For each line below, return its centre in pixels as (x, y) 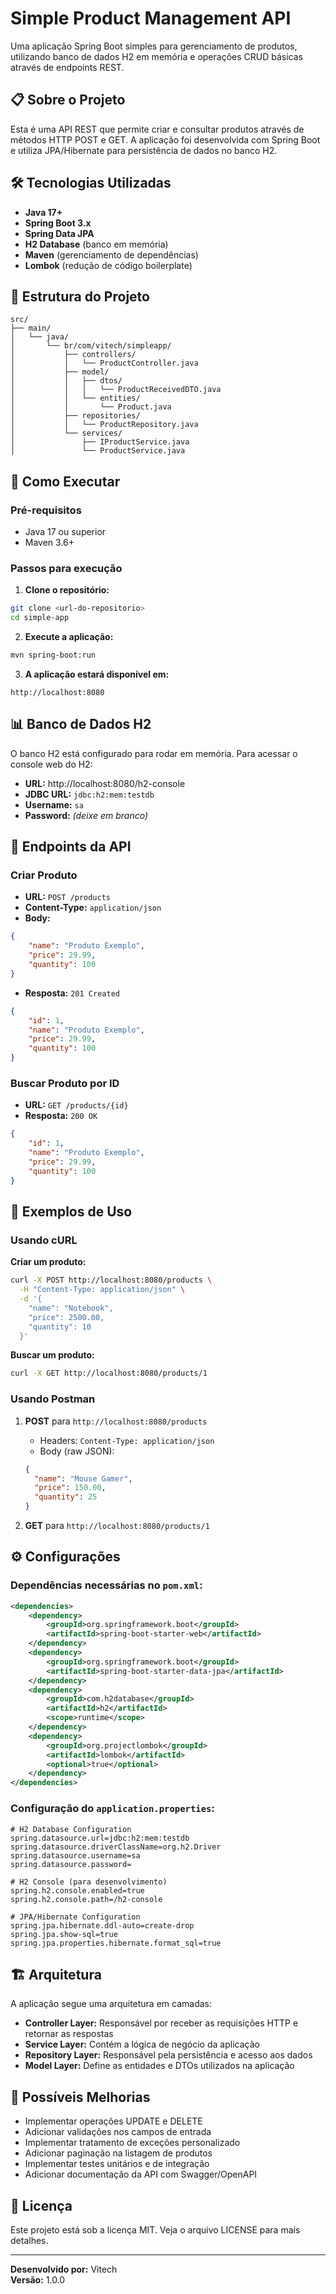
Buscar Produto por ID (65, 1084)
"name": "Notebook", (71, 1308)
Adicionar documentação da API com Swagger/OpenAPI (141, 2174)
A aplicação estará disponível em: (97, 674)
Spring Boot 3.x (58, 223)
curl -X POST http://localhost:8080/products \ (111, 1280)
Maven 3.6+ (49, 543)
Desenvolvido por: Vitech (64, 2269)
